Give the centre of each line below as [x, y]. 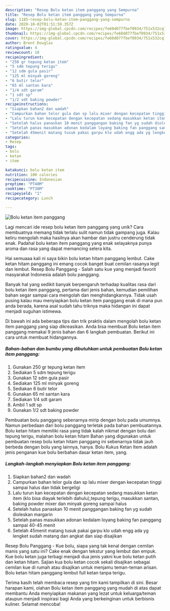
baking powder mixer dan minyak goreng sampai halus [70, 504]
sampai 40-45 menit [34, 525]
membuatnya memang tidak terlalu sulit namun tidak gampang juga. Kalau [82, 232]
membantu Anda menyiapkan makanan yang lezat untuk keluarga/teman [81, 593]
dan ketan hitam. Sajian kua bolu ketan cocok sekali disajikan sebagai [78, 562]
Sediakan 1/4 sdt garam [37, 399]
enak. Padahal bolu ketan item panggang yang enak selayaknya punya [78, 243]
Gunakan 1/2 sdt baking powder [46, 410]
